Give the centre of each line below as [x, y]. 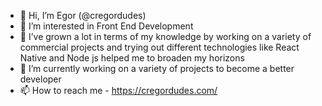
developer [40, 79]
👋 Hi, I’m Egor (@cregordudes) [83, 15]
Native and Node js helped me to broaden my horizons [132, 58]
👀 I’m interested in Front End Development [106, 26]
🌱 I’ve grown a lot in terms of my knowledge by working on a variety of [165, 36]
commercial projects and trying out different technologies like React [159, 47]
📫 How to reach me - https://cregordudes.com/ [118, 90]
